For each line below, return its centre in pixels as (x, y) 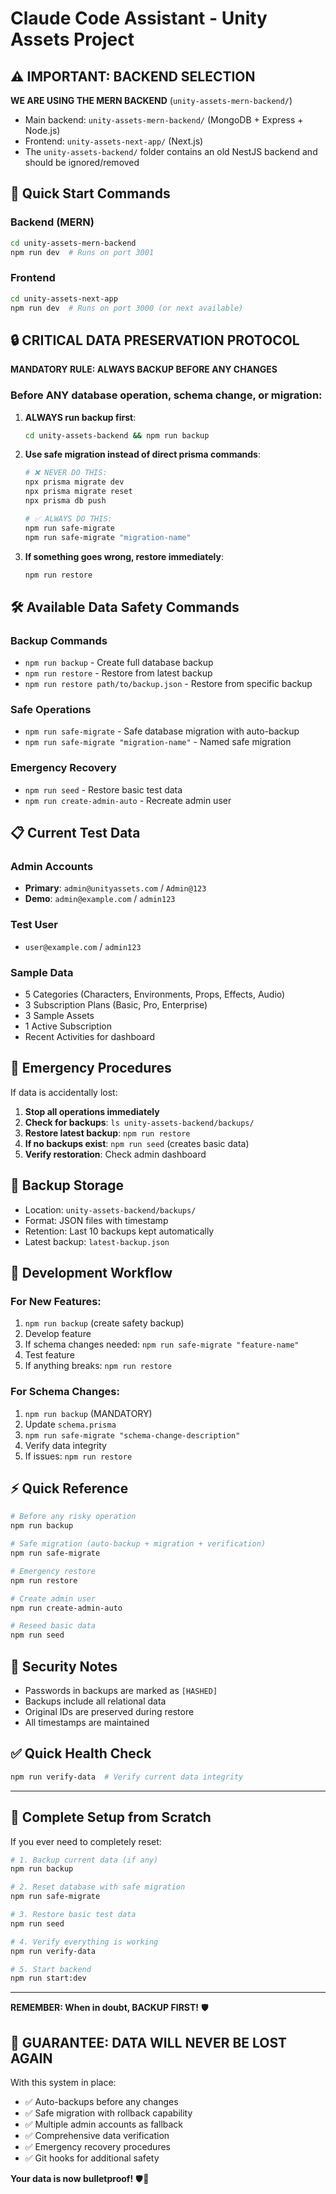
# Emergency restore (53, 1571)
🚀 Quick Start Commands (90, 193)
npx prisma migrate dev (74, 482)
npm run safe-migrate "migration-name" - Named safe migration (158, 742)
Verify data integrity (65, 1445)
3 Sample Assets (59, 1016)
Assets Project (72, 39)
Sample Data (42, 972)
